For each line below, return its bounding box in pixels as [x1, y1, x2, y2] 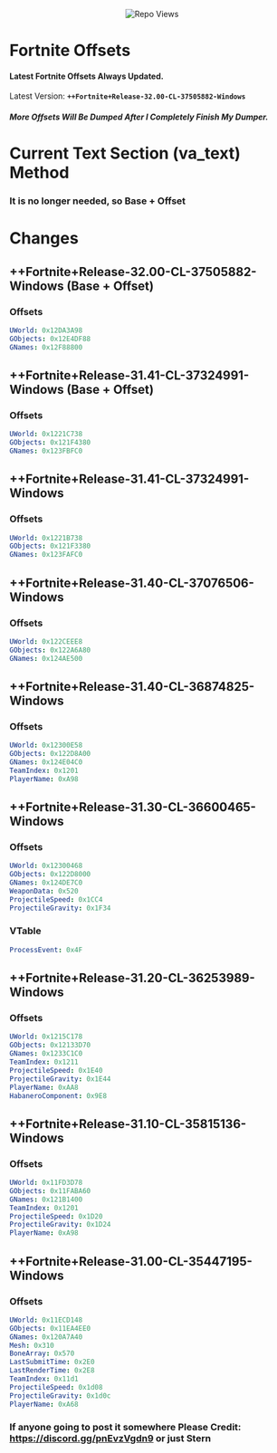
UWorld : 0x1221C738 [9, 430, 83, 439]
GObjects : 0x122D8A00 [9, 750, 91, 759]
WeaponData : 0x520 [9, 886, 79, 895]
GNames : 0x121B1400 [9, 1195, 83, 1204]
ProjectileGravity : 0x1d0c [9, 1391, 111, 1400]
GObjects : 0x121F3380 [9, 541, 91, 551]
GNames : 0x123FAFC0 [9, 550, 83, 559]
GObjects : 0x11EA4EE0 [9, 1324, 91, 1333]
